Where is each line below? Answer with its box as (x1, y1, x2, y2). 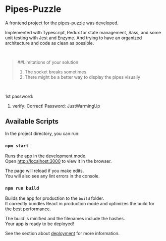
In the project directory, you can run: (5, 130, 80, 136)
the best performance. (5, 206, 51, 212)
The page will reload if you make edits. (5, 168, 84, 174)
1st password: (5, 93, 34, 99)
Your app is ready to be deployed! (5, 221, 74, 227)
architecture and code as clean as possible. (5, 40, 94, 46)
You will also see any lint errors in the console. (5, 173, 100, 179)
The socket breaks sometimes (24, 68, 87, 75)
